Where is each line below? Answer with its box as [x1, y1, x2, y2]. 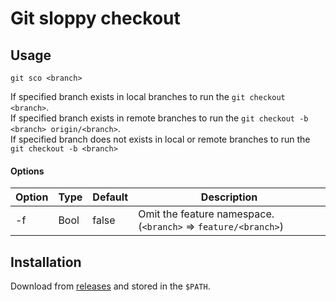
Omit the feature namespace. [138, 207, 275, 221]
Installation [10, 253, 82, 271]
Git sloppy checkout [10, 7, 181, 30]
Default [92, 190, 129, 204]
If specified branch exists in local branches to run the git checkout [10, 91, 286, 102]
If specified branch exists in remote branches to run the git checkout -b [10, 112, 309, 124]
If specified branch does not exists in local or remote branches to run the [10, 133, 311, 145]
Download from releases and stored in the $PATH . [10, 280, 211, 292]
